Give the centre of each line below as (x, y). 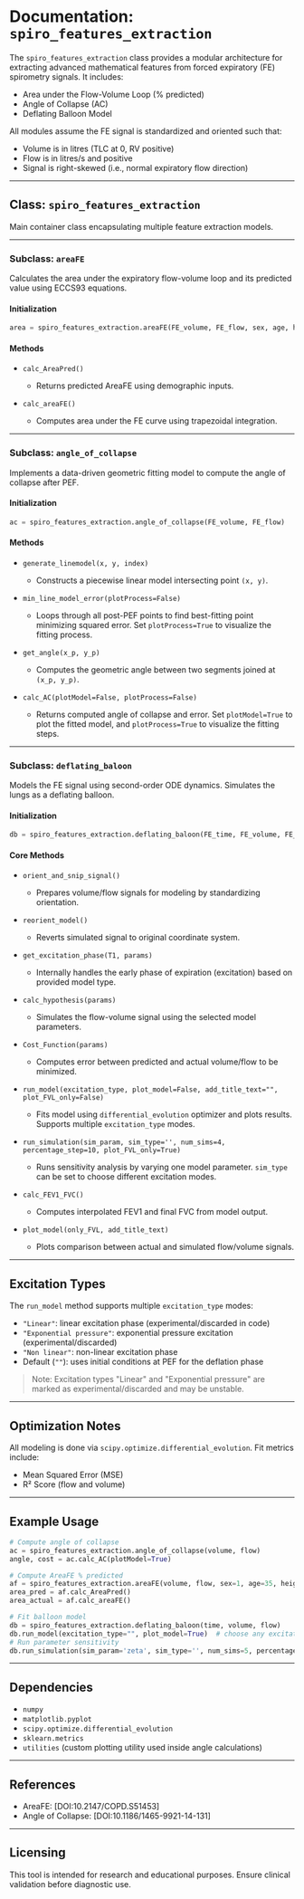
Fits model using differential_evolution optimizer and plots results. (164, 1114)
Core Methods (37, 855)
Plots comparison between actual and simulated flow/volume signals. (165, 1247)
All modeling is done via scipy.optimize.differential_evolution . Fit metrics (152, 1448)
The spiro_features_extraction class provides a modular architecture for (146, 57)
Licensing (38, 1853)
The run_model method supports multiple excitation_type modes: (131, 1306)
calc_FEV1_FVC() (53, 1195)
